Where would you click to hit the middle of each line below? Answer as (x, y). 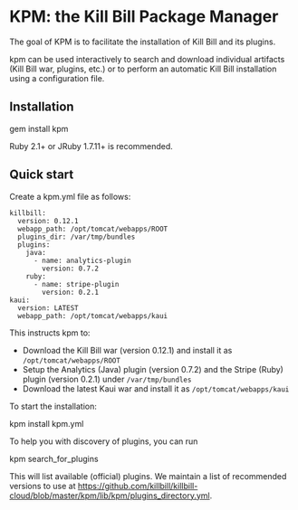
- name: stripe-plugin (76, 284)
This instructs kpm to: (50, 333)
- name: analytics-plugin (82, 260)
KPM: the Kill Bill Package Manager (144, 17)
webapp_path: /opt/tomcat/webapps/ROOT (93, 229)
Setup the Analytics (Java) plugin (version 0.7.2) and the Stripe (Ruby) (153, 369)
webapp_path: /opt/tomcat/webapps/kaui (93, 316)
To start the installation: (53, 406)
